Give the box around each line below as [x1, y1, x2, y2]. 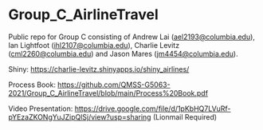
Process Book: [8, 80, 56, 89]
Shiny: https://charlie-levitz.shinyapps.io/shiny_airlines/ [8, 64, 190, 73]
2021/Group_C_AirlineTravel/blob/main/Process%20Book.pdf [8, 88, 209, 97]
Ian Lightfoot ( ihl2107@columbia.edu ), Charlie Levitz [8, 40, 180, 49]
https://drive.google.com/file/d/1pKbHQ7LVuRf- [74, 104, 231, 113]
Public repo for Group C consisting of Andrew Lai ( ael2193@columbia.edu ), [8, 32, 255, 41]
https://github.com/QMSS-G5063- [57, 80, 171, 89]
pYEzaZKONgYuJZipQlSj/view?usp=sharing [8, 112, 151, 121]
